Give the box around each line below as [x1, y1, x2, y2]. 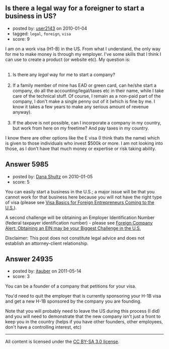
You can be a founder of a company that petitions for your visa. [5, 283, 137, 289]
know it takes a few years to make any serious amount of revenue [12, 103, 149, 110]
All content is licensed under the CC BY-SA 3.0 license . [5, 338, 120, 344]
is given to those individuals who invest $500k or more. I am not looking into [5, 140, 163, 146]
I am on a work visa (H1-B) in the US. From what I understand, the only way [5, 45, 161, 52]
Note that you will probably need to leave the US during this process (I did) [5, 308, 160, 314]
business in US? [5, 12, 57, 21]
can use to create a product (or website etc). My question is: [5, 56, 131, 62]
